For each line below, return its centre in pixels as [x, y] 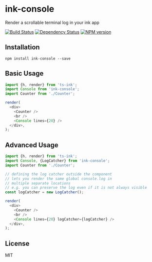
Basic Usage [24, 73]
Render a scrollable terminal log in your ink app [52, 22]
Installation [22, 47]
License [17, 243]
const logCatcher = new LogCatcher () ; [44, 192]
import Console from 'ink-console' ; [42, 89]
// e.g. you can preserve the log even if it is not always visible [76, 188]
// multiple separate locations [38, 183]
